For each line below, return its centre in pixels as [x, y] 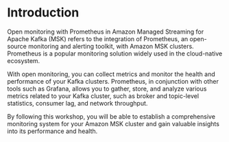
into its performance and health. [52, 131]
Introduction [43, 13]
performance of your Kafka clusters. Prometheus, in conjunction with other [113, 81]
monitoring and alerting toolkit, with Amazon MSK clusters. [111, 46]
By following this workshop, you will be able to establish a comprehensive [111, 116]
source [17, 46]
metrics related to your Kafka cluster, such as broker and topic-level [103, 96]
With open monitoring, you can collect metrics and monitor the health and [111, 74]
